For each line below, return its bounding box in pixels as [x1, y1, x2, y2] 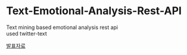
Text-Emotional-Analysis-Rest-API [6, 4, 182, 18]
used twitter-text [6, 30, 48, 37]
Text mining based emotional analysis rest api [6, 24, 118, 31]
